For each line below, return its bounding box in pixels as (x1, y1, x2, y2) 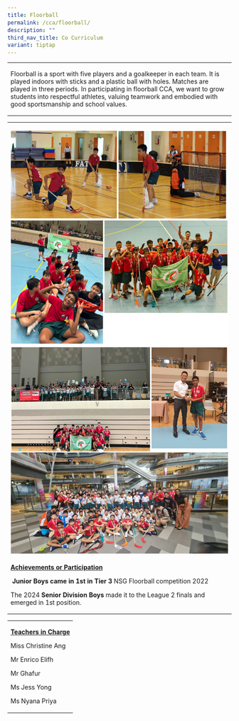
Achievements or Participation (10, 563, 103, 571)
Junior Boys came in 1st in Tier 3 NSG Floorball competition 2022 (11, 576, 209, 585)
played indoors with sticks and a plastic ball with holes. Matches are (10, 77, 209, 86)
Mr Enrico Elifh (10, 655, 53, 663)
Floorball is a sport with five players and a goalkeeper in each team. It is (10, 69, 220, 78)
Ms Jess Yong (10, 683, 52, 691)
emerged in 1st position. (10, 598, 82, 606)
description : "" (7, 26, 55, 34)
